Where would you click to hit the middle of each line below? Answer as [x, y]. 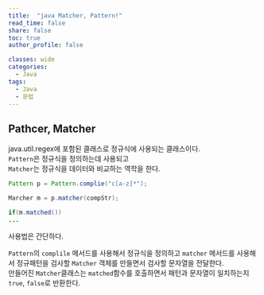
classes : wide [32, 60]
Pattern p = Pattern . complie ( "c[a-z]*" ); [78, 184]
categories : [28, 67]
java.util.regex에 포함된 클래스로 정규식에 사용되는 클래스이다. [104, 149]
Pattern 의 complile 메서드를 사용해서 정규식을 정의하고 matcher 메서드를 [122, 253]
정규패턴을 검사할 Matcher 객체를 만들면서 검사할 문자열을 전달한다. [120, 262]
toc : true [25, 38]
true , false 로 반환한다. [45, 282]
